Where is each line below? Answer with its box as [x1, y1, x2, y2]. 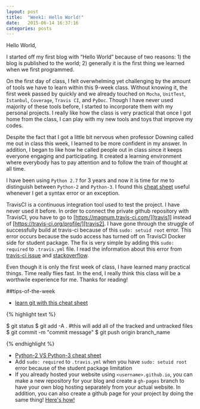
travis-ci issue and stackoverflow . [6, 252, 89, 259]
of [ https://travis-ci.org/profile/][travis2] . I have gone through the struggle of [6, 220, 195, 227]
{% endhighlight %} [6, 340, 55, 348]
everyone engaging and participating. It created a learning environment [6, 153, 182, 160]
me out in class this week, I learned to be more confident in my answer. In [6, 140, 187, 147]
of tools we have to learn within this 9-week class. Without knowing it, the [6, 84, 188, 91]
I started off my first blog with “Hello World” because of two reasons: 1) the [6, 53, 191, 60]
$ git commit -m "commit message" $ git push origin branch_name [6, 329, 171, 336]
